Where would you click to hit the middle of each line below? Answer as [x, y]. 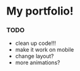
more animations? [38, 63]
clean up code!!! [35, 43]
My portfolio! [40, 11]
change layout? [34, 56]
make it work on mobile [45, 50]
